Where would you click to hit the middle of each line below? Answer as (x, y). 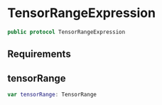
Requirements (39, 54)
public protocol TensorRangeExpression (66, 32)
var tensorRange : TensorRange (52, 95)
